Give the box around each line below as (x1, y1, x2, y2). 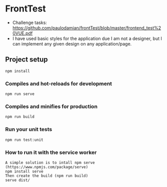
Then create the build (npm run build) (5, 173, 88, 178)
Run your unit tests (5, 126, 52, 133)
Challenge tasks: (12, 19, 47, 25)
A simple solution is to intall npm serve (5, 160, 95, 165)
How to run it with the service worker (5, 148, 97, 155)
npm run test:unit (5, 137, 43, 142)
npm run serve (5, 91, 35, 96)
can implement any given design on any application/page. (12, 40, 132, 46)
